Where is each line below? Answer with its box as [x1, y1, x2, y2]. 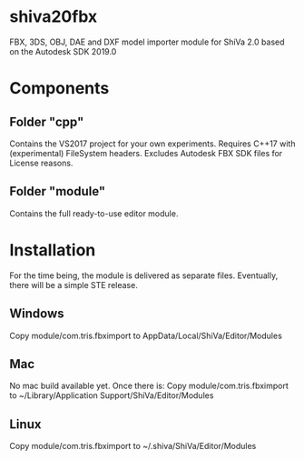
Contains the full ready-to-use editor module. [9, 207, 179, 219]
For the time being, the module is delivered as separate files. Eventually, [9, 270, 279, 281]
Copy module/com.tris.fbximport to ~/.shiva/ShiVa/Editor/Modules [9, 441, 257, 452]
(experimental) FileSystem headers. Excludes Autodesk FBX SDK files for [9, 147, 283, 158]
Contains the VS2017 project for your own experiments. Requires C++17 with [9, 138, 296, 149]
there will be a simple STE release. [9, 279, 138, 290]
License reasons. [9, 157, 74, 168]
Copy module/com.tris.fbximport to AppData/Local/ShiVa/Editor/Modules [9, 330, 283, 341]
